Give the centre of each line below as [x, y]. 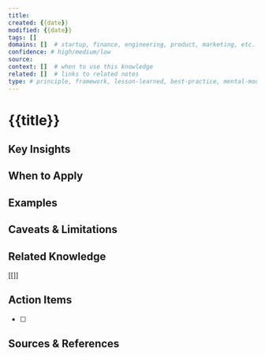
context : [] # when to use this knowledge [81, 67]
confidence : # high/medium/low [60, 52]
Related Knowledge [57, 256]
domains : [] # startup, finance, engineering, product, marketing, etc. [132, 45]
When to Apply [46, 176]
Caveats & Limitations [63, 230]
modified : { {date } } [40, 30]
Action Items [40, 300]
